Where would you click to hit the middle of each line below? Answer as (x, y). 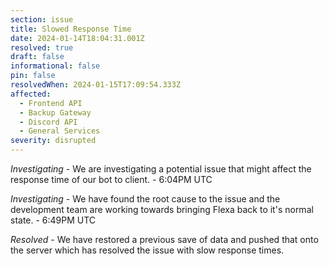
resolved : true (42, 47)
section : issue (42, 19)
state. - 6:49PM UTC (53, 220)
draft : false (37, 57)
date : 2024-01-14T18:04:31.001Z (77, 38)
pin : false (33, 76)
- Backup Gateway (55, 112)
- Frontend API (51, 103)
